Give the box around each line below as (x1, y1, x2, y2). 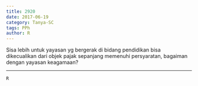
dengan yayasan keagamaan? (6, 59, 78, 66)
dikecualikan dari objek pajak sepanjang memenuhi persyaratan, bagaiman (6, 53, 188, 60)
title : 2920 (6, 8, 35, 15)
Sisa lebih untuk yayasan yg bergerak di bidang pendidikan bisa (6, 46, 161, 53)
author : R (6, 30, 31, 36)
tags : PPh (6, 25, 31, 31)
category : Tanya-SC (6, 19, 54, 25)
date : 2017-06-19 (6, 14, 49, 20)
